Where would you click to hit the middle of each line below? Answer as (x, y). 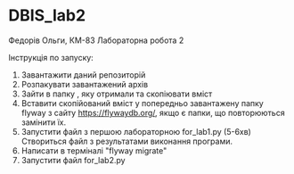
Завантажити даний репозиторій (83, 75)
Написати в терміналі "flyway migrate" (94, 150)
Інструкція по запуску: (51, 57)
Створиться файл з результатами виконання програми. (127, 141)
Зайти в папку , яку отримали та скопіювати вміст (117, 94)
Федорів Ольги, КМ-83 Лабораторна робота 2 (96, 40)
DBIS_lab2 (47, 16)
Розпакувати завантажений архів (85, 84)
